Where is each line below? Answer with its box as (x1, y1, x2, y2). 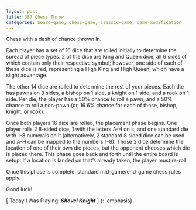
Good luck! (6, 186, 33, 193)
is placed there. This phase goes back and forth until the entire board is (6, 151, 178, 158)
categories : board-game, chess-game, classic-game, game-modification (6, 19, 182, 25)
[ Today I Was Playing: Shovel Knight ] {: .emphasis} (6, 197, 133, 204)
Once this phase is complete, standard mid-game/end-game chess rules (6, 168, 181, 175)
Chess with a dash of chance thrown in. (6, 36, 102, 43)
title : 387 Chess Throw (6, 14, 64, 20)
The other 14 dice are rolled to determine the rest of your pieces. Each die (6, 83, 184, 90)
